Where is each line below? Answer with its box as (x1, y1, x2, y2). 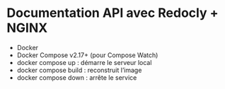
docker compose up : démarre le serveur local (16, 58, 152, 66)
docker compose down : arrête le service (16, 73, 137, 82)
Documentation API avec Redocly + (6, 5, 219, 21)
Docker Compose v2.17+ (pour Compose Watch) (16, 51, 158, 59)
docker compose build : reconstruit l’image (16, 66, 142, 74)
